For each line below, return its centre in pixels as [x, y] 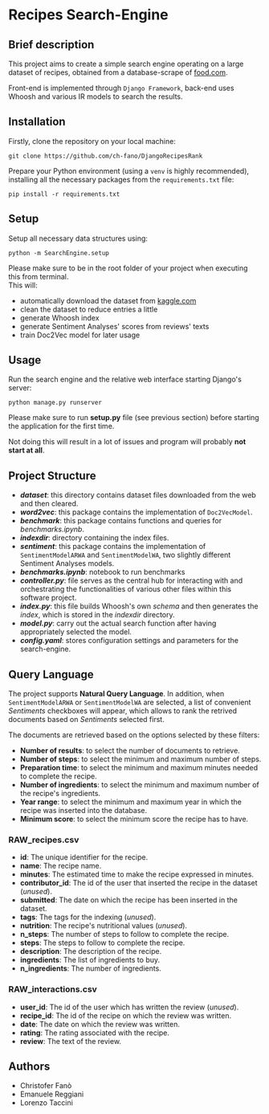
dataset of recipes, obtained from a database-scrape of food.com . [118, 72]
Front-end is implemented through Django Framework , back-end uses [121, 88]
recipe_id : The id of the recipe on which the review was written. [126, 1015]
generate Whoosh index [59, 318]
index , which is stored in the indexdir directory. [97, 615]
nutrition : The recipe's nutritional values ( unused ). [103, 926]
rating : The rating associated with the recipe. [95, 1033]
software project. [48, 598]
